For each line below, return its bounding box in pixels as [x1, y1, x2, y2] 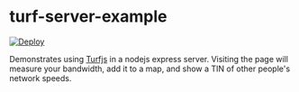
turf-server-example [9, 6, 168, 27]
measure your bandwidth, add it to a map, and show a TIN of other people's [9, 63, 291, 74]
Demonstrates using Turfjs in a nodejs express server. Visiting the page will [9, 53, 288, 64]
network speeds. [9, 72, 72, 83]
